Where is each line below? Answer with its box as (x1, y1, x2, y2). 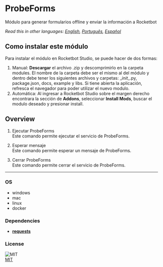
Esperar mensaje (12, 142, 46, 148)
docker (12, 205, 27, 211)
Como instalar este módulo (5, 42, 88, 51)
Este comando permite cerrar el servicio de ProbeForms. (12, 162, 126, 168)
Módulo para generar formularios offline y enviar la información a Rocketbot (5, 19, 157, 25)
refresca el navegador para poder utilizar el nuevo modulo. (12, 85, 130, 91)
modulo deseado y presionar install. (12, 100, 84, 107)
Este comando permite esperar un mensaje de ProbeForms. (12, 148, 131, 153)
